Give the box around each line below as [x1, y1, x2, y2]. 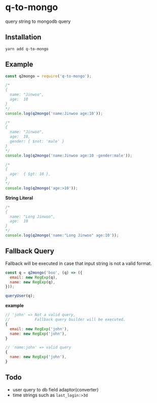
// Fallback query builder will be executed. [5, 317, 126, 322]
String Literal [5, 194, 33, 201]
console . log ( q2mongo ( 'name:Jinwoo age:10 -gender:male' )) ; [5, 153, 133, 158]
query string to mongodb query [5, 18, 71, 24]
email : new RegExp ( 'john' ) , [10, 326, 69, 332]
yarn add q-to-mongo [5, 46, 49, 52]
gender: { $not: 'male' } [10, 139, 65, 144]
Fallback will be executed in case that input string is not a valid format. [5, 260, 152, 266]
